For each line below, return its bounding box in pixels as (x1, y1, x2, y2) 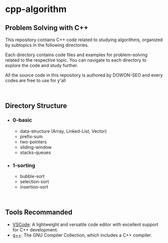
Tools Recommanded (5, 208, 72, 216)
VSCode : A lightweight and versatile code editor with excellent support (12, 221, 158, 227)
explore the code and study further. (5, 63, 78, 68)
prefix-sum (19, 133, 43, 139)
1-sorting (12, 162, 35, 169)
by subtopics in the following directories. (5, 42, 89, 48)
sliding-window (19, 144, 52, 150)
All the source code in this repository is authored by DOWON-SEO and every (5, 72, 163, 78)
